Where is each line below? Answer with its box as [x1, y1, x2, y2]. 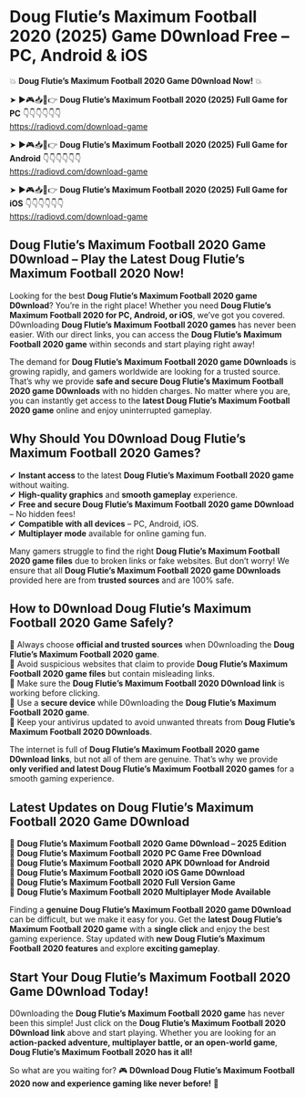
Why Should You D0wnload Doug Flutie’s [9, 431, 246, 447]
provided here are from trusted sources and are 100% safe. [9, 575, 235, 585]
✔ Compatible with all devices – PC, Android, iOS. [9, 518, 199, 529]
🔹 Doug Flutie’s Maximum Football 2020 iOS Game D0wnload [9, 867, 246, 878]
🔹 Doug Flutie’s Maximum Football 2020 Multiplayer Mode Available [9, 886, 271, 897]
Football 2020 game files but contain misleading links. [9, 668, 216, 679]
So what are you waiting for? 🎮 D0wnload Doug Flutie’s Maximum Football [9, 1065, 296, 1075]
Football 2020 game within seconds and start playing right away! [9, 338, 255, 349]
